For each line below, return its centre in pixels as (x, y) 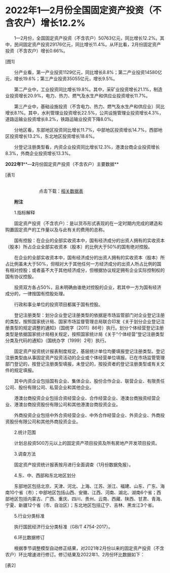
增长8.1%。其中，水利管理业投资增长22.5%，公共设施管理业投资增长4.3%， (84, 112)
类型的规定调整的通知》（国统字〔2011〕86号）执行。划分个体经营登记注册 (87, 328)
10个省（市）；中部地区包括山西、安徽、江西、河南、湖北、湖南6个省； (83, 492)
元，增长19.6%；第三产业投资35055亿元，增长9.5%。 (61, 79)
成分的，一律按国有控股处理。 (36, 293)
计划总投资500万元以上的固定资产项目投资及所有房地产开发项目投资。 (87, 443)
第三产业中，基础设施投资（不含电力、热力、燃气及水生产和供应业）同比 (89, 106)
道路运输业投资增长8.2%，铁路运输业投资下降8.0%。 (61, 119)
